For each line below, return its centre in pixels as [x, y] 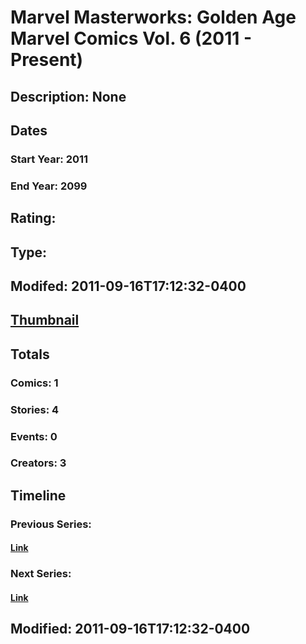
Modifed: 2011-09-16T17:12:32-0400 [128, 286]
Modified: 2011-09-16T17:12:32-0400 [130, 629]
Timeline [38, 495]
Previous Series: [51, 524]
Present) [47, 60]
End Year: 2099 [49, 186]
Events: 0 [34, 436]
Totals [30, 354]
